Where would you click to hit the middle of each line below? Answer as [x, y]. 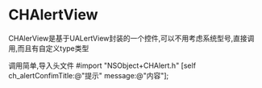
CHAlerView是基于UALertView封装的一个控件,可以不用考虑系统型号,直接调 [131, 38]
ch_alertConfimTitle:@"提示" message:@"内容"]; [89, 75]
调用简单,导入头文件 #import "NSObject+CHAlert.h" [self [102, 65]
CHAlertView [53, 15]
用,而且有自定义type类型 [49, 48]
